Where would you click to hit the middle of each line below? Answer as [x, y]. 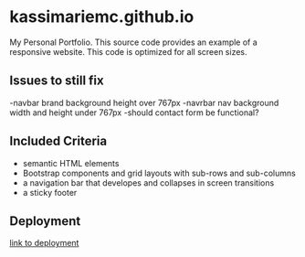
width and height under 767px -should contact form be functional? [134, 112]
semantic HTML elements [71, 163]
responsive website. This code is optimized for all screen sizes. [129, 51]
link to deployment [44, 243]
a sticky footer [50, 192]
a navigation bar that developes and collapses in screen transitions [148, 182]
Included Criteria [58, 141]
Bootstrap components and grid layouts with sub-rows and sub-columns [159, 173]
